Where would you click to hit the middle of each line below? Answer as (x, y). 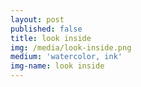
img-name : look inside (57, 66)
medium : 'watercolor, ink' (66, 57)
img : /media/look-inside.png (71, 47)
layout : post (37, 19)
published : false (46, 29)
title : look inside (51, 38)
